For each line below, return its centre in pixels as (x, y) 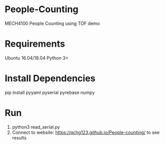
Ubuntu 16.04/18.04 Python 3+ (37, 58)
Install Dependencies (50, 78)
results (19, 137)
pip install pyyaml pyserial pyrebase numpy (50, 92)
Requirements (35, 44)
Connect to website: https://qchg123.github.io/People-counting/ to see (86, 132)
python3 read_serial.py (36, 127)
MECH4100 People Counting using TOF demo (52, 23)
